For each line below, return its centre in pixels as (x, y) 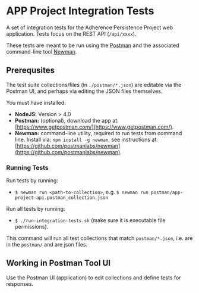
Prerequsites (31, 71)
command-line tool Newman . (42, 51)
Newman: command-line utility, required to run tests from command (98, 133)
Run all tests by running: (36, 209)
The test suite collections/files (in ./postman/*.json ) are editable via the (94, 85)
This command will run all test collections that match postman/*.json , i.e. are (99, 238)
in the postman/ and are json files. (47, 245)
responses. (20, 283)
